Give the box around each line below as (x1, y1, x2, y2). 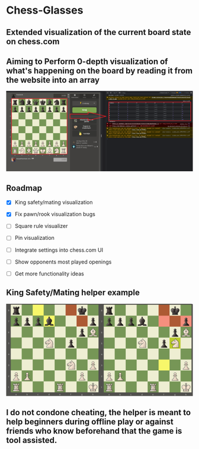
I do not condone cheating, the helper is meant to (6, 407, 191, 418)
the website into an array (6, 75, 100, 85)
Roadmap (6, 183, 43, 193)
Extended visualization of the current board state (6, 27, 191, 37)
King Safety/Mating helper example (6, 288, 140, 298)
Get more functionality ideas (14, 270, 84, 277)
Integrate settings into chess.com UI (14, 246, 104, 254)
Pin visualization (14, 235, 55, 242)
